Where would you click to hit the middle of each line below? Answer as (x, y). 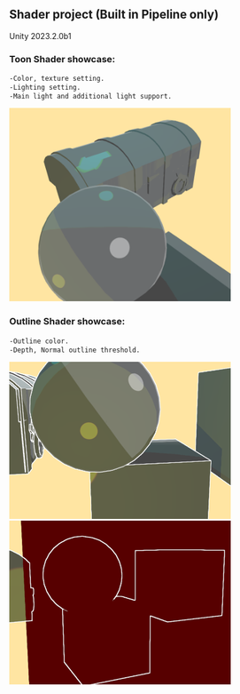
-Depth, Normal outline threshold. (75, 350)
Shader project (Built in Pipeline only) (114, 15)
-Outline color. (39, 341)
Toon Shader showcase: (62, 59)
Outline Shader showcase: (67, 322)
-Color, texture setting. (57, 79)
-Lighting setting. (45, 88)
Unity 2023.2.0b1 (40, 36)
